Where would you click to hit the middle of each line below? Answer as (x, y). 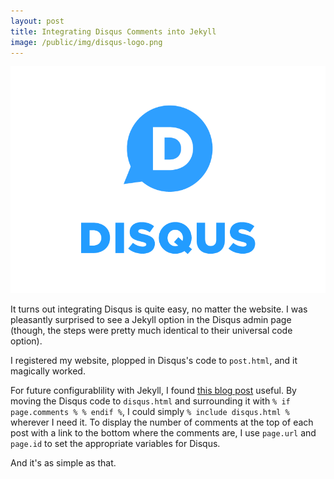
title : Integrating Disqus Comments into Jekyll (113, 31)
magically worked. (48, 371)
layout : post (37, 21)
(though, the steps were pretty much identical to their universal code (151, 331)
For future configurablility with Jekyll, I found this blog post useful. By (153, 391)
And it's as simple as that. (63, 463)
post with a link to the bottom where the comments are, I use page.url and (163, 433)
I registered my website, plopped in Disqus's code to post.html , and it (154, 361)
